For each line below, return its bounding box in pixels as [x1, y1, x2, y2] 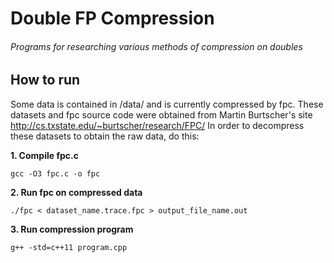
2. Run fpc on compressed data [10, 186, 143, 198]
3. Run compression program [10, 223, 134, 235]
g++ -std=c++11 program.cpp [10, 242, 128, 252]
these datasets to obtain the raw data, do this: [10, 130, 200, 142]
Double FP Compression [10, 7, 215, 30]
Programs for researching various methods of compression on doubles [10, 40, 303, 52]
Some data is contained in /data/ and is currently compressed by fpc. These [10, 98, 324, 110]
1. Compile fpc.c [10, 149, 79, 161]
